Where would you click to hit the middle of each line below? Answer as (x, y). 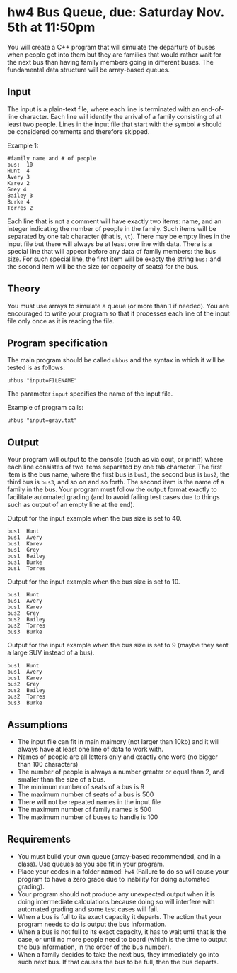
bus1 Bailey (27, 556)
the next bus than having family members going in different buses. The (110, 62)
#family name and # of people (52, 158)
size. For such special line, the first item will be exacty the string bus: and (114, 259)
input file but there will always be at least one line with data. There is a (110, 244)
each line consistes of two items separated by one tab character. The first (115, 467)
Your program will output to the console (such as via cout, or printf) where (115, 460)
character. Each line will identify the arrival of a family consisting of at (121, 116)
